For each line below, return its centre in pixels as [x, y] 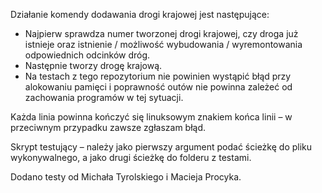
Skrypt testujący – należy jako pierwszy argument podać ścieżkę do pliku [161, 147]
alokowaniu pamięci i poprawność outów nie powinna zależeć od [158, 87]
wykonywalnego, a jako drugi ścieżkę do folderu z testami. [131, 157]
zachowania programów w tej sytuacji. [104, 97]
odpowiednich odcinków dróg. [87, 55]
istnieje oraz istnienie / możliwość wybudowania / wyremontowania [163, 44]
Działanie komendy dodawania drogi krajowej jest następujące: [140, 14]
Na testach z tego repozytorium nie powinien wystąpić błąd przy [158, 76]
